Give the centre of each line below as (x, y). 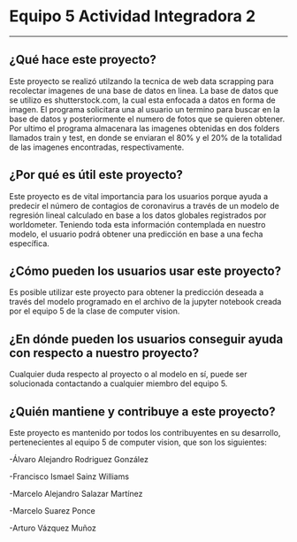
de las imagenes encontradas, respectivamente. (97, 147)
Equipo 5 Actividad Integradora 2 (133, 16)
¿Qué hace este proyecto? (83, 60)
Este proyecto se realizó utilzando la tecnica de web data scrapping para (141, 81)
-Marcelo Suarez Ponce (52, 511)
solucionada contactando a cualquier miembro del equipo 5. (118, 383)
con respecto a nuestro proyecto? (104, 353)
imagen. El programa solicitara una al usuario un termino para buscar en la (145, 109)
